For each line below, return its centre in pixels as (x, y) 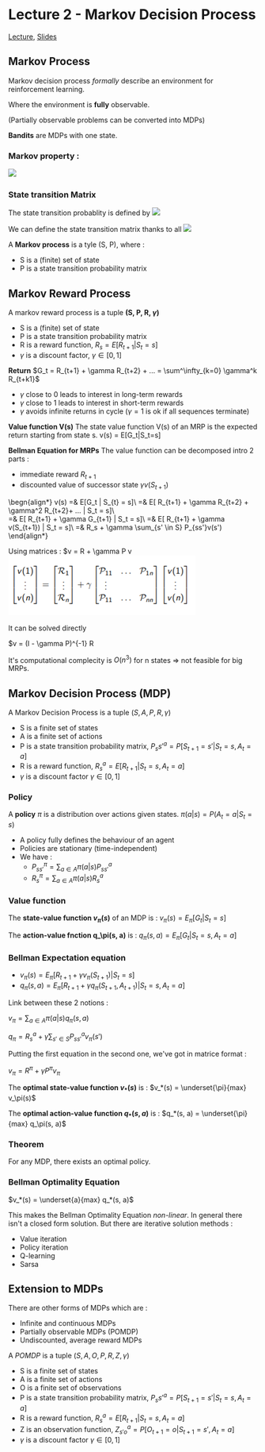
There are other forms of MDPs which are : (78, 1308)
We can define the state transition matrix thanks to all (95, 229)
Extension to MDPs (56, 1289)
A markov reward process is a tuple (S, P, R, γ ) (84, 313)
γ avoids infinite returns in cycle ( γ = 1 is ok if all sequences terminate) (134, 411)
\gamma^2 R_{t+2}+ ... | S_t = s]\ (61, 510)
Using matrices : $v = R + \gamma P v (70, 551)
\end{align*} (28, 535)
